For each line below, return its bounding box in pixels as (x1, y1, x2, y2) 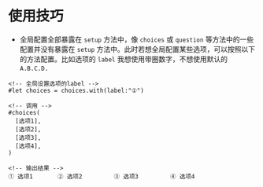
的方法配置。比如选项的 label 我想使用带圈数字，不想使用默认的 (19, 54, 228, 64)
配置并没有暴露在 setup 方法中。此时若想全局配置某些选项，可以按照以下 (19, 44, 256, 53)
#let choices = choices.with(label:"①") (8, 86, 144, 94)
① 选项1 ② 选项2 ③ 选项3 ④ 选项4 (8, 172, 195, 181)
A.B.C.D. (19, 64, 49, 72)
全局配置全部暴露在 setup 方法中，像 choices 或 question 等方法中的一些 (19, 35, 254, 44)
